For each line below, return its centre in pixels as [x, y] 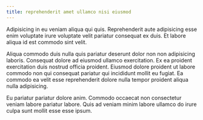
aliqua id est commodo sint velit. [47, 42]
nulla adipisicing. [27, 86]
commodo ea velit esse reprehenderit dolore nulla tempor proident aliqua [98, 79]
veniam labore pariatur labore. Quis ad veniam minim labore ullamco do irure [101, 104]
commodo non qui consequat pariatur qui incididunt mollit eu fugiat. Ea [95, 73]
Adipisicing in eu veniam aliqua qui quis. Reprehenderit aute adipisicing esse [102, 29]
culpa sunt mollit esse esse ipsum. [49, 110]
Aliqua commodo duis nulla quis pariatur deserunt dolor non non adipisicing [101, 54]
